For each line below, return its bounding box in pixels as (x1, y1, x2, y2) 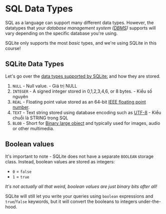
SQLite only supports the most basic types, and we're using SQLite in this (5, 40, 156, 46)
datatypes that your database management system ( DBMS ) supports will (5, 25, 156, 31)
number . (12, 104, 30, 110)
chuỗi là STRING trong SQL (12, 115, 68, 121)
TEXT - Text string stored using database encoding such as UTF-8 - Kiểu (12, 109, 161, 115)
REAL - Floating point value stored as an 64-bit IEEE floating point (12, 99, 146, 105)
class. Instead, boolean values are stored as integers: (5, 158, 115, 164)
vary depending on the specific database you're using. (5, 30, 118, 36)
